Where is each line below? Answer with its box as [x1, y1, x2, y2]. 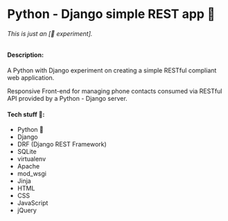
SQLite [17, 148, 37, 156]
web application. [7, 74, 55, 81]
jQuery [17, 206, 37, 215]
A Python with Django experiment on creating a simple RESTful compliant [7, 66, 217, 75]
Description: [7, 51, 44, 59]
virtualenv [17, 155, 46, 163]
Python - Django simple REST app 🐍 [7, 6, 216, 22]
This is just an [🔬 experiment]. [7, 29, 93, 37]
